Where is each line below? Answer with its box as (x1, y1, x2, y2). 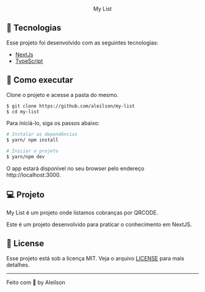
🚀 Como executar (6, 75, 73, 85)
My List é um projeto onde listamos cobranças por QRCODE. (6, 208, 159, 216)
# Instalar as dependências (6, 131, 78, 138)
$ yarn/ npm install (6, 137, 59, 143)
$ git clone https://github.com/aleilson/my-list (6, 103, 135, 109)
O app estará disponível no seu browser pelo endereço (6, 165, 145, 172)
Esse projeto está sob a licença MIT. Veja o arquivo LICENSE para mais (6, 254, 185, 262)
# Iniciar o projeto (6, 148, 59, 154)
